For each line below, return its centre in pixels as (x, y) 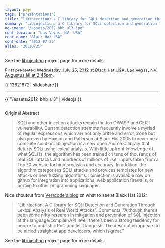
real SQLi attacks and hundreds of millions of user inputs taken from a (88, 159)
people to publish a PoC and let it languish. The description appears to (88, 225)
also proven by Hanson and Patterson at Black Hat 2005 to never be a (88, 138)
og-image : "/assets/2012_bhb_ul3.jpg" (45, 28)
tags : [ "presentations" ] (30, 14)
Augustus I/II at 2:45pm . (29, 75)
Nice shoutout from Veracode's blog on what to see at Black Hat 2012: (76, 195)
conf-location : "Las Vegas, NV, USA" (44, 33)
